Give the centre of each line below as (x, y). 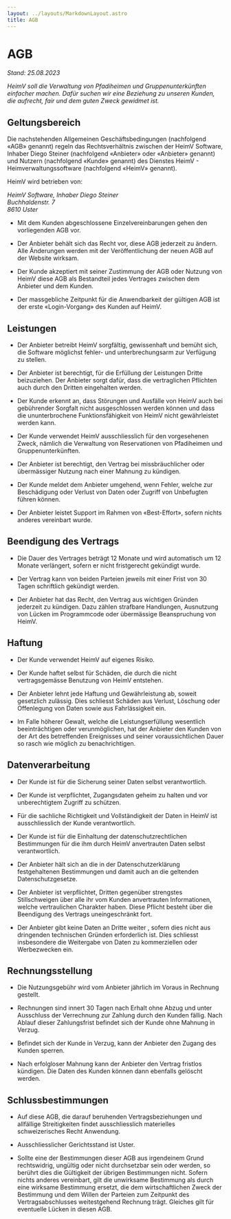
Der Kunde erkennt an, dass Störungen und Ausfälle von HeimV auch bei (120, 401)
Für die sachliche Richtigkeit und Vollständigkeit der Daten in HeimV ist (117, 815)
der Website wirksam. (48, 258)
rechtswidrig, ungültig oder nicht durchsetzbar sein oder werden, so (114, 1165)
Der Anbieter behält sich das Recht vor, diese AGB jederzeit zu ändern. (117, 244)
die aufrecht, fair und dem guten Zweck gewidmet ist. (83, 101)
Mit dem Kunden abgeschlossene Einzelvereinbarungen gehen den (112, 223)
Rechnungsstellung (50, 971)
